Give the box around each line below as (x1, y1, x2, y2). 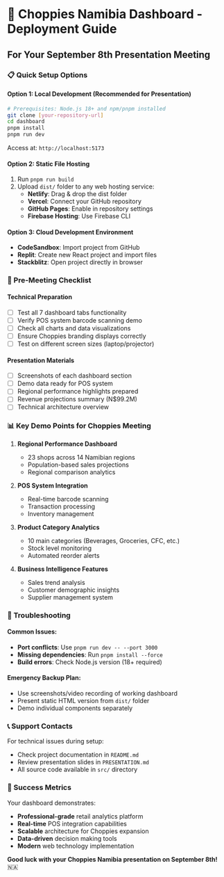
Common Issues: (7, 627, 58, 636)
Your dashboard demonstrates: (7, 798, 96, 807)
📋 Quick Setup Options (7, 70, 88, 79)
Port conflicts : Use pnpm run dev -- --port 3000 (17, 643, 158, 651)
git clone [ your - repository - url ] (7, 111, 104, 119)
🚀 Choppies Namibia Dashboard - (7, 6, 203, 22)
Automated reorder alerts (27, 551, 100, 559)
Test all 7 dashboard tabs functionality (17, 308, 127, 316)
